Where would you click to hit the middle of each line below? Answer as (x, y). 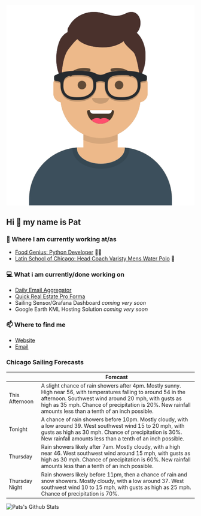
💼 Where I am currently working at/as (61, 239)
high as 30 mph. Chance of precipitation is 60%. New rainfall (116, 460)
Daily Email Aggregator (43, 290)
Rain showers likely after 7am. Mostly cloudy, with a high (111, 447)
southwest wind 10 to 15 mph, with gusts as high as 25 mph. (116, 487)
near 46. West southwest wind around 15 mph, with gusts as (116, 453)
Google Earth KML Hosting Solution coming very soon (81, 309)
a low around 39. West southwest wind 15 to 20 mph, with (113, 426)
